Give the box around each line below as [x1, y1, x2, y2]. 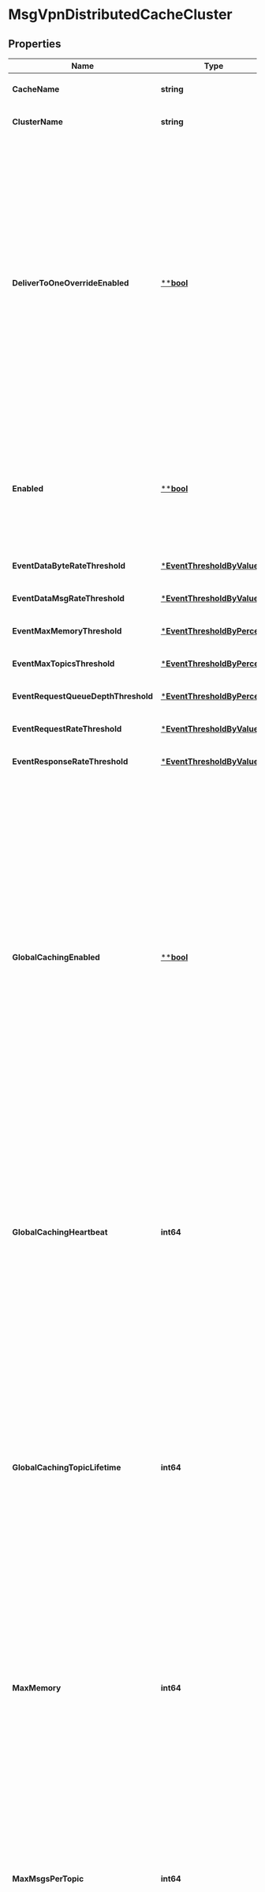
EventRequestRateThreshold [12, 724, 122, 734]
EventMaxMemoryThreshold [12, 626, 122, 636]
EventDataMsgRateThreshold [12, 593, 125, 604]
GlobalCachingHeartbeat [12, 1227, 108, 1237]
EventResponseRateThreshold [12, 756, 129, 766]
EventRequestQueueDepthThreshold [12, 691, 154, 702]
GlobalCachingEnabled [12, 952, 100, 963]
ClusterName [12, 116, 63, 127]
